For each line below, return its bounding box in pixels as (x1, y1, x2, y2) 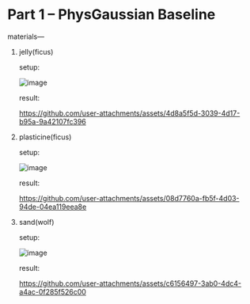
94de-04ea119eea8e (18, 202, 87, 211)
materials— (7, 32, 45, 41)
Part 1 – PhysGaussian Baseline (7, 6, 216, 24)
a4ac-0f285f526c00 (18, 287, 86, 296)
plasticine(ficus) (18, 132, 72, 142)
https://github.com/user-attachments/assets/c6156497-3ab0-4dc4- (18, 279, 242, 288)
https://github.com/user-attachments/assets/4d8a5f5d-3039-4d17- (18, 108, 241, 118)
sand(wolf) (18, 217, 55, 226)
